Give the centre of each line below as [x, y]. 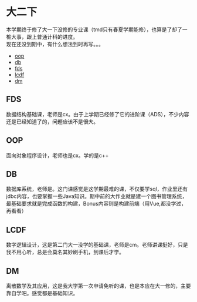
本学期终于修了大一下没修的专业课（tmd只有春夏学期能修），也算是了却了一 [97, 29]
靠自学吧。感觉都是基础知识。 [42, 293]
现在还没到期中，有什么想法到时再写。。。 [55, 44]
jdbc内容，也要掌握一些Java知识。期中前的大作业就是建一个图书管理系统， [97, 196]
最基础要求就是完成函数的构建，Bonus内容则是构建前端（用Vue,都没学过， [96, 204]
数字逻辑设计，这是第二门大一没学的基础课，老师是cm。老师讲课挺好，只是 [97, 245]
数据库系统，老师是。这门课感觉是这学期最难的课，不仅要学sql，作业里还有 [97, 189]
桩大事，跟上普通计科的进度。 [42, 36]
